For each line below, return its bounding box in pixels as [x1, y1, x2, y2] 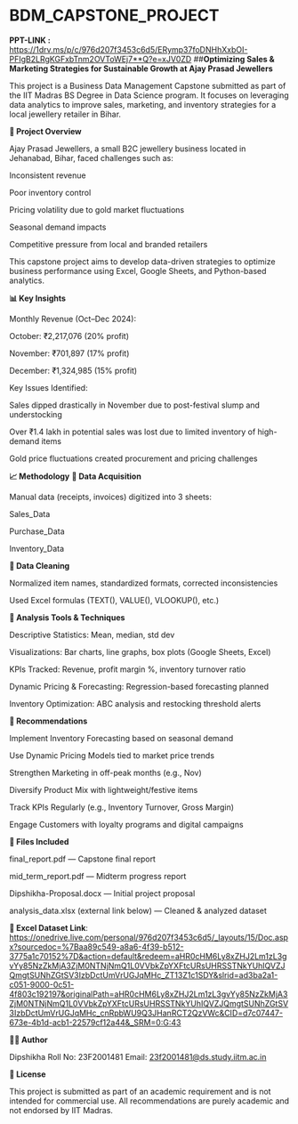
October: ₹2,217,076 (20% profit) [9, 330, 130, 341]
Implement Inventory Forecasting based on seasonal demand [9, 732, 234, 743]
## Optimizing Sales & [193, 53, 275, 64]
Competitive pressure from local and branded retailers [9, 239, 208, 249]
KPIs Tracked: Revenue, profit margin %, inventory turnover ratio [9, 664, 246, 675]
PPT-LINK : [9, 35, 51, 45]
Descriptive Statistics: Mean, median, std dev [9, 629, 175, 640]
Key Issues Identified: [9, 382, 88, 392]
